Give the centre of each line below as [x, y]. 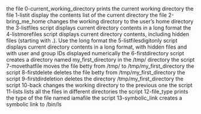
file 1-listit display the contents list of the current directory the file [87, 15]
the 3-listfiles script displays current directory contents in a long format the [99, 28]
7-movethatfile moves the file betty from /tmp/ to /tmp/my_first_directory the [100, 66]
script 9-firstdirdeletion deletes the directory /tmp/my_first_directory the [95, 79]
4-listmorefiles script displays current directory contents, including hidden [98, 34]
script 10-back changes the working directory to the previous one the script [99, 85]
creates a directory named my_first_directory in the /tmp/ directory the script [100, 60]
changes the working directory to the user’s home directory [120, 21]
